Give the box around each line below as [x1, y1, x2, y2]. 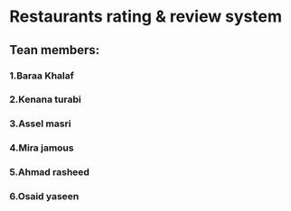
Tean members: [9, 42, 100, 58]
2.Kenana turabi [9, 93, 81, 105]
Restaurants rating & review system [9, 6, 283, 27]
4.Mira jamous [9, 142, 74, 154]
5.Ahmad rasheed [9, 166, 90, 179]
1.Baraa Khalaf [9, 69, 75, 82]
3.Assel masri [9, 117, 71, 130]
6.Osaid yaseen [9, 190, 80, 203]
